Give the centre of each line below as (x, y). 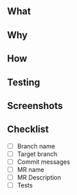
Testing (24, 82)
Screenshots (35, 106)
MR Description (39, 178)
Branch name (36, 146)
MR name (31, 169)
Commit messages (44, 162)
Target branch (37, 154)
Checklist (28, 129)
